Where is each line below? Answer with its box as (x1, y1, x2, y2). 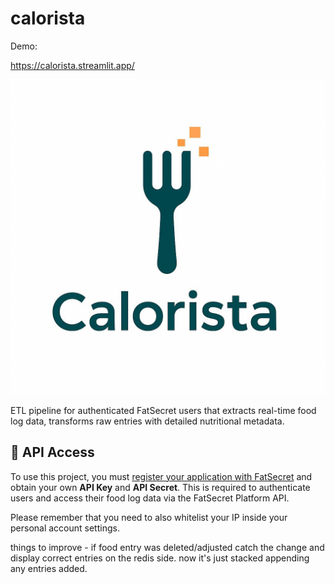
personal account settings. (10, 522, 120, 534)
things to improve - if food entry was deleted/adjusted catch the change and (10, 541, 325, 553)
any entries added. (10, 562, 88, 574)
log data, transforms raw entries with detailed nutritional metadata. (10, 415, 285, 427)
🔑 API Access (10, 444, 95, 461)
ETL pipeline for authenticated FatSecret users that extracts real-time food (10, 404, 317, 416)
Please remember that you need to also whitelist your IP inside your (10, 511, 288, 523)
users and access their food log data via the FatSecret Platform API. (10, 492, 290, 504)
